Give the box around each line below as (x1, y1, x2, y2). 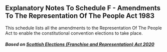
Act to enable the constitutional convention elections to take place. (5, 30, 143, 36)
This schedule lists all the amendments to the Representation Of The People (5, 25, 162, 31)
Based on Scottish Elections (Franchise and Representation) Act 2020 (5, 42, 154, 48)
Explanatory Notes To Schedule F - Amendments (5, 4, 161, 12)
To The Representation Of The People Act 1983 (5, 12, 154, 20)
